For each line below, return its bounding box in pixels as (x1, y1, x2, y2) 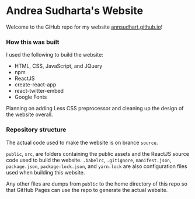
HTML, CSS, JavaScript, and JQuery (14, 62, 103, 69)
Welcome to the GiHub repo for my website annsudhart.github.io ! (6, 23, 163, 30)
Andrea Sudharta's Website (6, 4, 144, 18)
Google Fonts (14, 93, 47, 100)
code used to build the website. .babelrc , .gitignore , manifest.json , (6, 156, 172, 163)
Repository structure (6, 125, 67, 134)
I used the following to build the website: (6, 51, 103, 58)
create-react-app (14, 81, 57, 88)
